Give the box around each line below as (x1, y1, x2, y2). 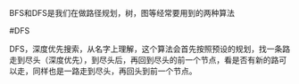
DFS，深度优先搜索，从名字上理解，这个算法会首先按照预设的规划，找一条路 (9, 43, 291, 54)
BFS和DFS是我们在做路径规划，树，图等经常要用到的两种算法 (9, 8, 235, 18)
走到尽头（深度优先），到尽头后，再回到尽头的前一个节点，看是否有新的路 (9, 55, 279, 65)
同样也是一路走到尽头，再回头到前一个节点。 (32, 65, 197, 76)
